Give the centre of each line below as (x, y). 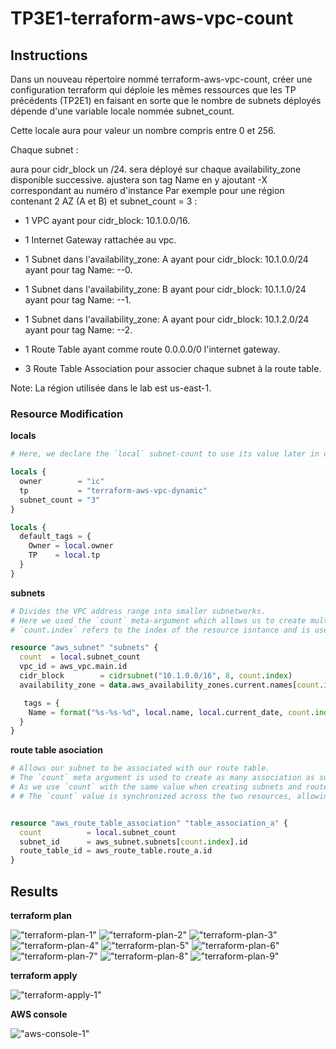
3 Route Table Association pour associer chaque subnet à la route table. (173, 368)
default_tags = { (55, 537)
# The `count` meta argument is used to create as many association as (162, 778)
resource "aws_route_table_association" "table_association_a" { (149, 823)
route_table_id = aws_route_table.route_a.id (116, 851)
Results (34, 891)
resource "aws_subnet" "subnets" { (84, 648)
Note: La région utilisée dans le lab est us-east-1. (111, 388)
